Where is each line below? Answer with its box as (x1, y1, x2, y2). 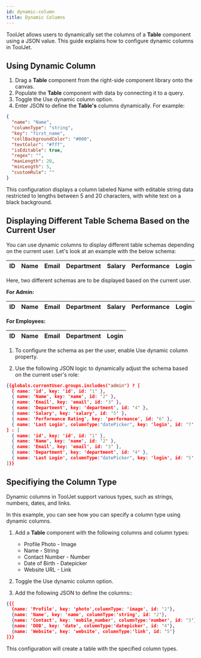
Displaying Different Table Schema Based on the (6, 216, 190, 226)
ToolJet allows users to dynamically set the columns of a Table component (6, 31, 191, 38)
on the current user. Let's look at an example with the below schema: (6, 247, 176, 254)
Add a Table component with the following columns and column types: (14, 529, 190, 536)
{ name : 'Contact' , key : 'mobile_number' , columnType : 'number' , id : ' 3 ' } (11, 617, 197, 623)
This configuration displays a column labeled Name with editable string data (6, 186, 194, 193)
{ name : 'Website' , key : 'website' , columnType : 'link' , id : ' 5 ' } (11, 628, 175, 635)
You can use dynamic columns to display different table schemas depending (6, 241, 194, 248)
